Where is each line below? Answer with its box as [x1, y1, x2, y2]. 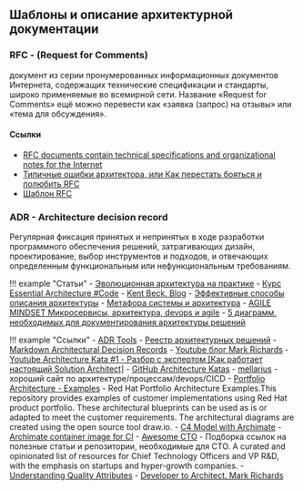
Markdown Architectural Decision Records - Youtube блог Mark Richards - [9, 344, 289, 355]
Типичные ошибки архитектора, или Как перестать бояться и [22, 168, 262, 179]
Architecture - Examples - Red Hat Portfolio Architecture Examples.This [9, 383, 278, 394]
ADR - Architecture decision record [9, 210, 168, 223]
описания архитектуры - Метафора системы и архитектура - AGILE [9, 298, 271, 309]
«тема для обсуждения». [9, 108, 107, 119]
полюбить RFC [22, 178, 80, 189]
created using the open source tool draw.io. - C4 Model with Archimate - [9, 422, 282, 433]
